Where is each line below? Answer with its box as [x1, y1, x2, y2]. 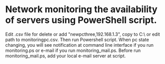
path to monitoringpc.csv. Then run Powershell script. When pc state [5, 37, 149, 43]
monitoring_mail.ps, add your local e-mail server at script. [5, 52, 126, 59]
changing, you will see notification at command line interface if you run [5, 42, 154, 48]
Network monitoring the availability [5, 4, 158, 15]
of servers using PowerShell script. [5, 14, 157, 26]
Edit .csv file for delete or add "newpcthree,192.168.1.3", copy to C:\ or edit [5, 31, 160, 37]
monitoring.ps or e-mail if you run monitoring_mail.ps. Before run [5, 47, 141, 53]
